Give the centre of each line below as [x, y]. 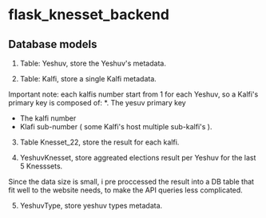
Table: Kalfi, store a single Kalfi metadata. [88, 79]
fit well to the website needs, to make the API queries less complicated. [126, 190]
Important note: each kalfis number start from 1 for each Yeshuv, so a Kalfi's [133, 94]
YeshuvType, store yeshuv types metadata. [91, 206]
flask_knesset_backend [89, 15]
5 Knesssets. [41, 166]
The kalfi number [48, 118]
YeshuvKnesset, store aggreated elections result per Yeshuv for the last [138, 158]
